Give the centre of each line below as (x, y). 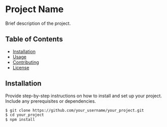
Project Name (35, 9)
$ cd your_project (25, 115)
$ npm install (20, 120)
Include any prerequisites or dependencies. (51, 101)
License (21, 67)
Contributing (26, 62)
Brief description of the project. (38, 23)
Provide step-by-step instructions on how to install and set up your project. (84, 96)
